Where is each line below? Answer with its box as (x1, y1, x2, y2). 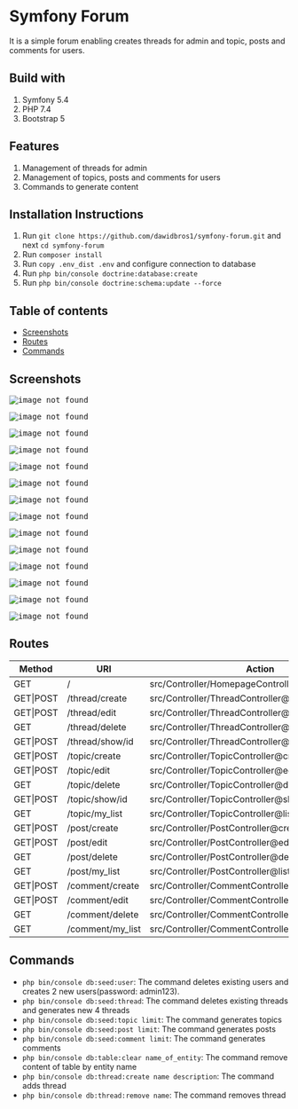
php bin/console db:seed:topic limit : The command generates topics (21, 1014, 282, 1025)
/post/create (67, 822, 119, 834)
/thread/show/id (67, 735, 135, 747)
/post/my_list (67, 865, 121, 877)
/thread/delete (67, 720, 127, 733)
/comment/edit (67, 893, 129, 906)
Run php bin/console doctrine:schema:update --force (21, 278, 222, 288)
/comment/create (67, 879, 140, 892)
